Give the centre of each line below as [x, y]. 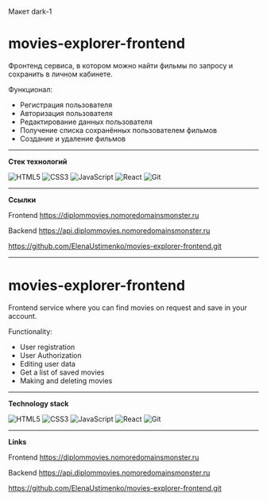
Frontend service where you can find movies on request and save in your [128, 307]
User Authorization [50, 355]
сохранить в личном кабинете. [60, 74]
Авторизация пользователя [66, 113]
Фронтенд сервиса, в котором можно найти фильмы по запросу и [121, 65]
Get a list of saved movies [62, 372]
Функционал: [31, 89]
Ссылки [22, 200]
